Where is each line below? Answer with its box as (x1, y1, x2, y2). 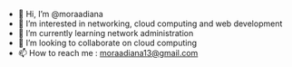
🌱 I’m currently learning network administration (17, 28, 194, 38)
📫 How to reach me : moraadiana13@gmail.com (17, 48, 199, 58)
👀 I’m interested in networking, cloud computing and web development (17, 18, 283, 29)
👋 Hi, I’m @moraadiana (17, 9, 104, 19)
